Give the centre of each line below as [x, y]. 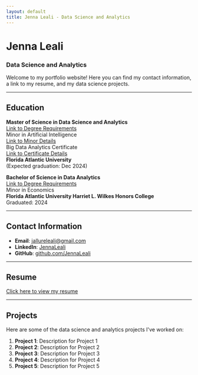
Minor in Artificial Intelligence [42, 134]
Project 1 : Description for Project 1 [56, 341]
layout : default [26, 11]
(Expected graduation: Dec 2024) [47, 166]
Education [25, 108]
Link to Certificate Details [37, 153]
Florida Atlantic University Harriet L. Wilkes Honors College [80, 196]
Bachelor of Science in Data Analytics [53, 177]
